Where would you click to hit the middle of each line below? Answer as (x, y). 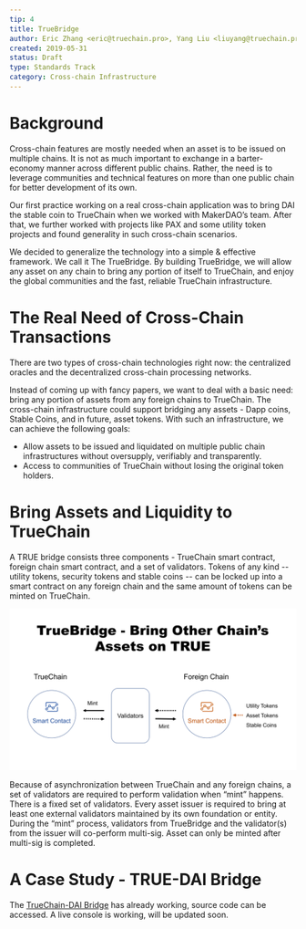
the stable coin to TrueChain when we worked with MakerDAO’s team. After (151, 214)
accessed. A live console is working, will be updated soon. (119, 915)
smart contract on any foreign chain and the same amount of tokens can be (151, 586)
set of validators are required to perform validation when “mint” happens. (147, 795)
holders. (38, 475)
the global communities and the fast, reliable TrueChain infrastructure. (141, 281)
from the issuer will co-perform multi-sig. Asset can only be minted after (145, 833)
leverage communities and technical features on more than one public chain (152, 177)
